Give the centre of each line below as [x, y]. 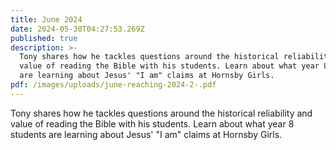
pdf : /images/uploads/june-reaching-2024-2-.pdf [113, 85]
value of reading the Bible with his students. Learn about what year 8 [152, 123]
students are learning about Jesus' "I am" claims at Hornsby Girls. [146, 134]
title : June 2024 [46, 19]
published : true [44, 38]
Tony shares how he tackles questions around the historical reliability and [161, 113]
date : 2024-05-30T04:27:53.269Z [77, 29]
